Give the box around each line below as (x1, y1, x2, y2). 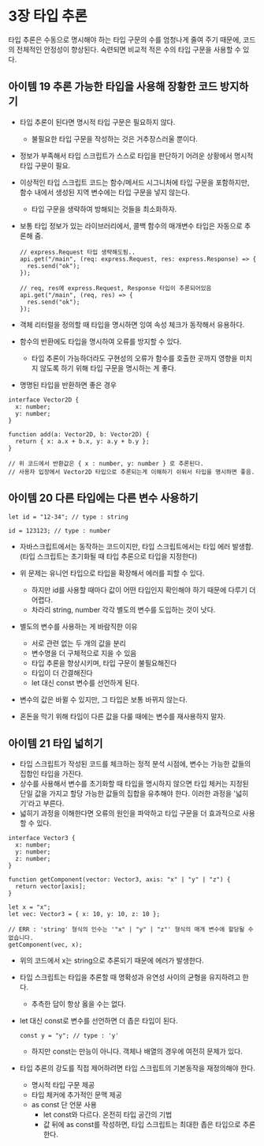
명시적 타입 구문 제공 (31, 1080, 95, 1090)
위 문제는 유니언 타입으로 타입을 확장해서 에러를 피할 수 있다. (19, 568, 205, 578)
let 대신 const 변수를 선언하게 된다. (31, 677, 139, 688)
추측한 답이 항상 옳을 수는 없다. (31, 999, 126, 1008)
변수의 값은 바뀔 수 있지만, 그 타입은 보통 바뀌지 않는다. (19, 695, 188, 704)
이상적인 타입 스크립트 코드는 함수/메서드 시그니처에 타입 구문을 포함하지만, (19, 177, 250, 187)
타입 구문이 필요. (19, 160, 71, 170)
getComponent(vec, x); (8, 941, 83, 949)
